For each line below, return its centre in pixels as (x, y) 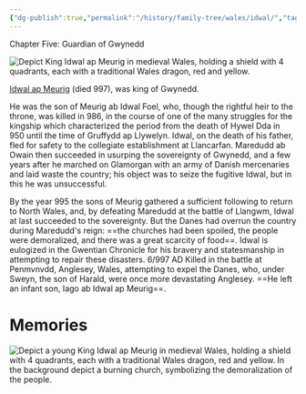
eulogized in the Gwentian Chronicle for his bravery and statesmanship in (147, 249)
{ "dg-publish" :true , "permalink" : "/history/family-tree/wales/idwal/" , (146, 18)
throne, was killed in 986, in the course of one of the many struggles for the (151, 116)
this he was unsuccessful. (58, 184)
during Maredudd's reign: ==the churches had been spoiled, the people (144, 230)
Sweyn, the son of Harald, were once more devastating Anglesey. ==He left (151, 278)
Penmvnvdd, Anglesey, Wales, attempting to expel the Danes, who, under (147, 268)
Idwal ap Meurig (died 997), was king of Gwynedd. (104, 88)
